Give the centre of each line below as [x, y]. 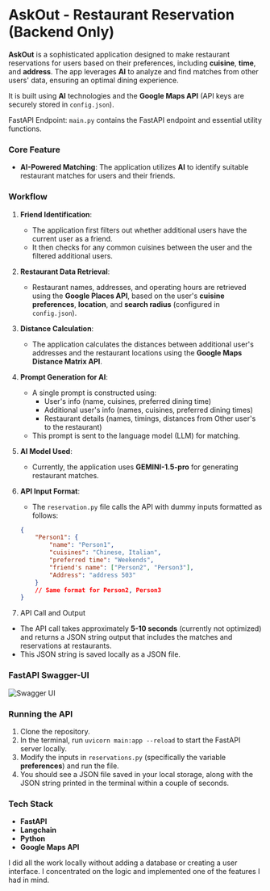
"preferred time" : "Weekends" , [102, 560]
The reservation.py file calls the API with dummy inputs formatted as [147, 506]
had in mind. [29, 880]
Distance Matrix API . [67, 361]
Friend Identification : [56, 214]
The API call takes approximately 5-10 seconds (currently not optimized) [141, 628]
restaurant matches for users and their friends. [98, 176]
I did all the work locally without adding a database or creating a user [123, 863]
